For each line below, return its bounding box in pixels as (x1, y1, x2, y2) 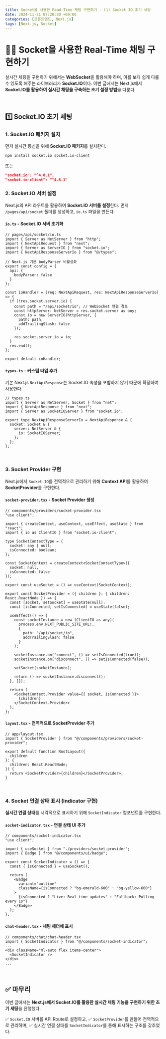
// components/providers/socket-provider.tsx (5, 508, 101, 513)
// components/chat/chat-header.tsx (5, 934, 81, 940)
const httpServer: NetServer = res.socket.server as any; (14, 308, 137, 313)
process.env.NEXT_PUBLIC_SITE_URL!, (18, 622, 94, 627)
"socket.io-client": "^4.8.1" (5, 177, 68, 182)
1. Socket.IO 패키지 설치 (5, 131, 61, 138)
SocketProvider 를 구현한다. (5, 485, 61, 491)
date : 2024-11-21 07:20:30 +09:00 (5, 12, 77, 17)
